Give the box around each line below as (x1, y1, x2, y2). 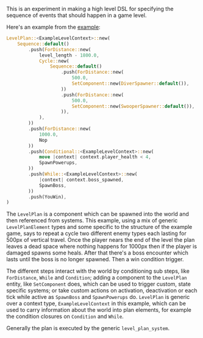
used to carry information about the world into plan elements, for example (6, 306, 192, 314)
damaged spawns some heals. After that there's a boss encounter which (6, 249, 189, 256)
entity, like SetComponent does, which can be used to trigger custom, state (6, 280, 191, 288)
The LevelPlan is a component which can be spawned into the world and (6, 210, 189, 218)
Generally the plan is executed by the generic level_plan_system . (6, 325, 169, 332)
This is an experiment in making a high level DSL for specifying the (6, 5, 174, 12)
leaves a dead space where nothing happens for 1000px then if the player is (6, 243, 197, 250)
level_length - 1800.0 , (38, 52, 99, 58)
